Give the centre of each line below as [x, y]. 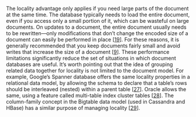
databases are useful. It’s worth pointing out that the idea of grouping [90, 64]
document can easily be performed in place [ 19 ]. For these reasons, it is [93, 39]
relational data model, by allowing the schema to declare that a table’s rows [97, 83]
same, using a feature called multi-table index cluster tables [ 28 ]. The [90, 95]
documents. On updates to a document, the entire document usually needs [96, 27]
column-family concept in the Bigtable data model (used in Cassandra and [96, 101]
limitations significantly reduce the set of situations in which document [91, 58]
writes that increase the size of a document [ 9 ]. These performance [88, 52]
